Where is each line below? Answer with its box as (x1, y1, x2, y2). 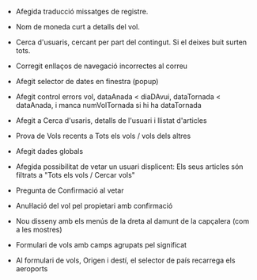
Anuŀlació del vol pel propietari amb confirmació (15, 201, 173, 210)
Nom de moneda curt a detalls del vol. (15, 22, 140, 31)
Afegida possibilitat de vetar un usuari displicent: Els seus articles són (15, 162, 244, 171)
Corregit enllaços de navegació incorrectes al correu (15, 61, 188, 71)
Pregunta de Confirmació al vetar (15, 186, 124, 195)
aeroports (15, 264, 48, 273)
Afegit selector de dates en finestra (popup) (15, 77, 159, 86)
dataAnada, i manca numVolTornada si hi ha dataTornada (15, 101, 202, 109)
